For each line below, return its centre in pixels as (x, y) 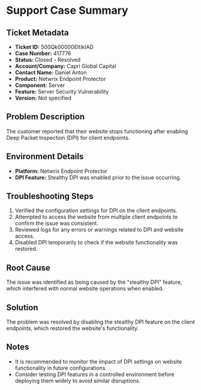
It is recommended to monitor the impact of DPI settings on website (98, 361)
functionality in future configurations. (61, 368)
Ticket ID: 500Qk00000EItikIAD (54, 47)
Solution (22, 307)
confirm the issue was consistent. (57, 223)
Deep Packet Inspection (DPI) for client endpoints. (68, 137)
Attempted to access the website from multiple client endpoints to (96, 217)
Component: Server (40, 85)
